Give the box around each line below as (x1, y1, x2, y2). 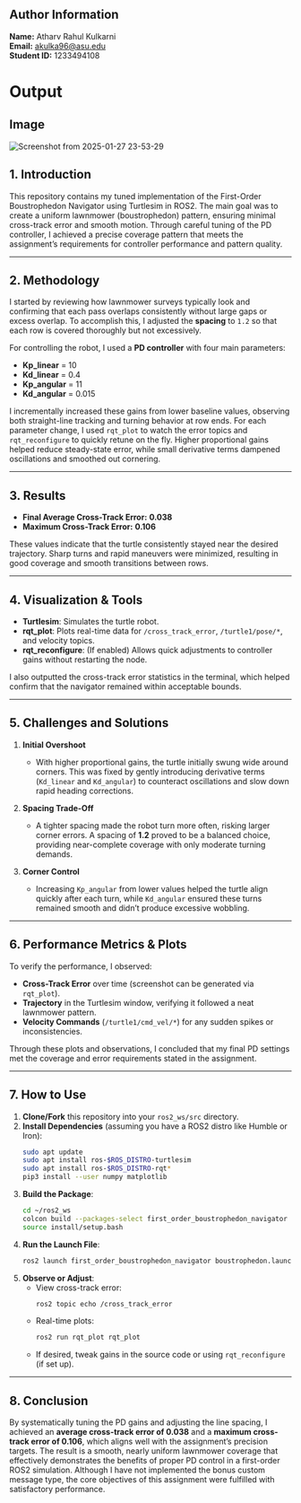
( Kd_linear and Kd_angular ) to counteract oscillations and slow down (35, 775, 289, 786)
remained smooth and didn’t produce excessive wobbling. (35, 902, 250, 913)
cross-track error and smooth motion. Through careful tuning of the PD (9, 219, 272, 230)
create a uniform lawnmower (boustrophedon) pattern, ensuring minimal (9, 210, 276, 221)
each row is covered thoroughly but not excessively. (9, 325, 202, 336)
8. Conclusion (9, 1393, 89, 1408)
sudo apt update (21, 1148, 83, 1157)
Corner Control (21, 866, 81, 877)
